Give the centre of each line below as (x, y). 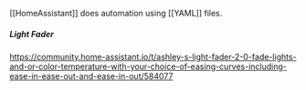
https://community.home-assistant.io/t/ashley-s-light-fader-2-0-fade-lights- (153, 56)
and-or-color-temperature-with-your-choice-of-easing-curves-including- (148, 66)
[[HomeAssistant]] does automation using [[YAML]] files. (116, 13)
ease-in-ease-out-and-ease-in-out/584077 (91, 75)
